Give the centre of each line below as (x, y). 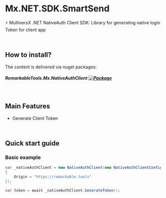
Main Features (28, 106)
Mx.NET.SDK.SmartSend (57, 9)
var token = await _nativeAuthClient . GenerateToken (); (63, 190)
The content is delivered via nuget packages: (51, 67)
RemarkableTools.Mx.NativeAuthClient (46, 78)
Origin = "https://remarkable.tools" (53, 177)
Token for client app (25, 30)
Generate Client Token (35, 118)
